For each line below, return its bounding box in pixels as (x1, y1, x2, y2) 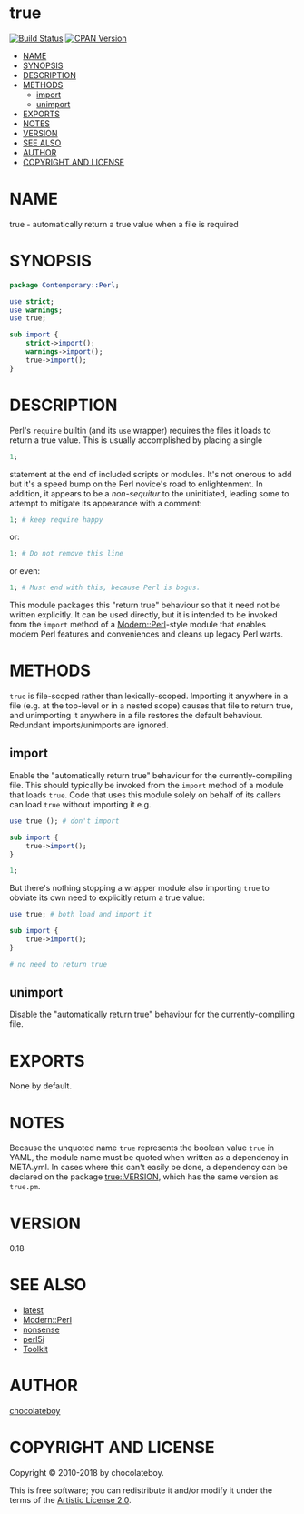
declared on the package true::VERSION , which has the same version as (9, 1171, 279, 1182)
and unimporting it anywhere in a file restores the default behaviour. (9, 710, 263, 721)
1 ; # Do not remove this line (9, 549, 124, 558)
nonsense (22, 1324, 61, 1335)
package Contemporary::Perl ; (9, 280, 120, 289)
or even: (9, 566, 41, 577)
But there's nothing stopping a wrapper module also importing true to (9, 883, 270, 894)
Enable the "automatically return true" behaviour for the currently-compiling (9, 769, 293, 780)
